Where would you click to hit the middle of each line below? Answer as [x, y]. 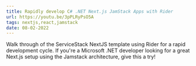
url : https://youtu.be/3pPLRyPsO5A [50, 17]
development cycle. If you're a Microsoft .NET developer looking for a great [98, 51]
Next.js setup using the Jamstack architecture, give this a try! [81, 57]
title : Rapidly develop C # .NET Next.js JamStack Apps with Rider [90, 11]
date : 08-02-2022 [28, 28]
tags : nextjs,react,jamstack [42, 22]
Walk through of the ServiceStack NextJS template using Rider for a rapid [96, 44]
